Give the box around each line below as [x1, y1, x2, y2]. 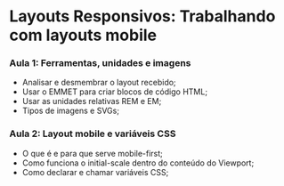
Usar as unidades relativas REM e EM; [21, 96, 162, 107]
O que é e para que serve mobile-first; [21, 148, 163, 158]
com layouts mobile [9, 25, 158, 45]
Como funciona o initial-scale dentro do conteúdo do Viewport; [21, 158, 255, 168]
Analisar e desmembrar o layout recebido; [21, 77, 176, 88]
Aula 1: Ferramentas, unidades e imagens [9, 57, 191, 69]
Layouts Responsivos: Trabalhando [9, 6, 276, 27]
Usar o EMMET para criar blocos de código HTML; [21, 86, 207, 97]
